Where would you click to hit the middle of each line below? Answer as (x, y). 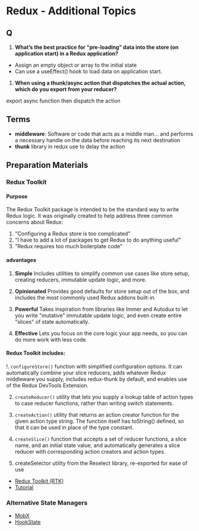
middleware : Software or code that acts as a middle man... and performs (104, 134)
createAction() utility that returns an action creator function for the (97, 414)
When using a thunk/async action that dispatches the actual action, (100, 83)
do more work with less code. (51, 339)
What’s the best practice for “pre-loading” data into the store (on (97, 47)
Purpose (17, 196)
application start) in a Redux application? (67, 54)
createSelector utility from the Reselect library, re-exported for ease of (101, 463)
